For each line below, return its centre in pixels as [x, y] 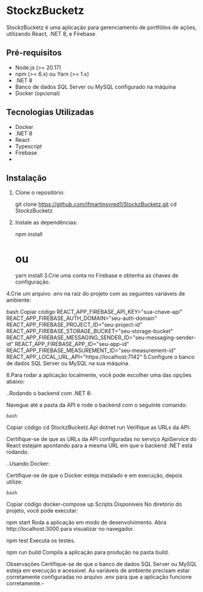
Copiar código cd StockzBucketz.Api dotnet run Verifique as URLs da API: [98, 427]
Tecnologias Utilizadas [50, 112]
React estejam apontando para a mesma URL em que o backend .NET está [99, 445]
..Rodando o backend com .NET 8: [49, 393]
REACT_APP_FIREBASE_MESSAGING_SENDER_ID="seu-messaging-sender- [101, 338]
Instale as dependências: [46, 222]
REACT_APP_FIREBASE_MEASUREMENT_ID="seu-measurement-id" [91, 351]
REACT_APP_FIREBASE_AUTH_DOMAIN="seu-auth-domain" [82, 318]
